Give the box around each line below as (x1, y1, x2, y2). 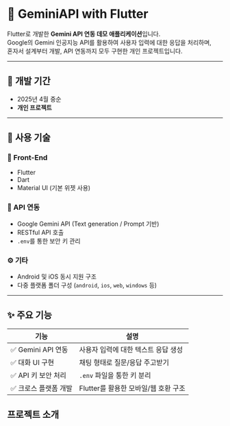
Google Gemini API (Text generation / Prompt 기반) (16, 220, 159, 228)
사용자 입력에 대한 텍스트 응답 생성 (79, 344, 183, 354)
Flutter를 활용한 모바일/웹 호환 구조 (79, 383, 186, 393)
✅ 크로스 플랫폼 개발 (10, 383, 73, 393)
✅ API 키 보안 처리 (10, 370, 66, 380)
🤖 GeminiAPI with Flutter (7, 6, 149, 22)
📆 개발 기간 (7, 75, 51, 87)
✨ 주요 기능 (7, 309, 53, 321)
